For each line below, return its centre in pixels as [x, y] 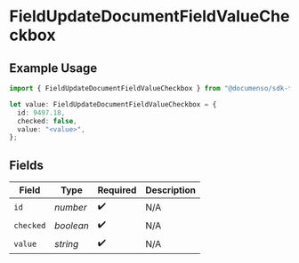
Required [117, 190]
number [71, 207]
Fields [27, 165]
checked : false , [47, 121]
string [67, 243]
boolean [72, 226]
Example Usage [53, 68]
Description [171, 190]
